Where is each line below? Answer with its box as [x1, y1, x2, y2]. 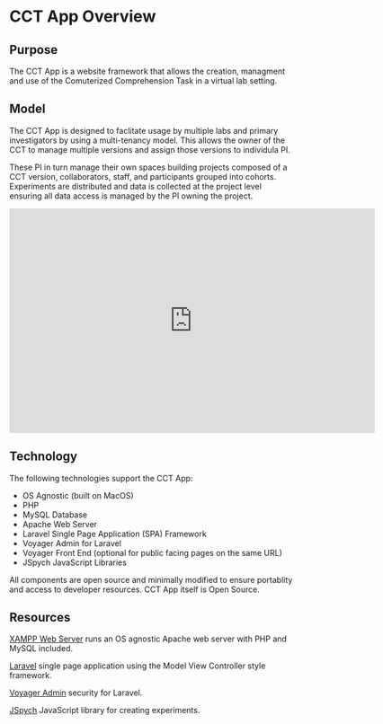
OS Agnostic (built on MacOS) [22, 490, 134, 500]
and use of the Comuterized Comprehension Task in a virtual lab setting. [9, 75, 278, 86]
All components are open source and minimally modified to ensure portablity [9, 574, 293, 585]
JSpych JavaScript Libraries [22, 557, 128, 568]
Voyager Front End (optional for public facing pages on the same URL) [22, 547, 283, 558]
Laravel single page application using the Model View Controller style [9, 660, 266, 671]
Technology [9, 449, 78, 464]
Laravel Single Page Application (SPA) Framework [22, 528, 207, 539]
